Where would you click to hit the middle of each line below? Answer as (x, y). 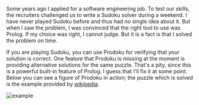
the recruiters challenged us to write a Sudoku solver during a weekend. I (97, 15)
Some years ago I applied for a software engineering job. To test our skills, (98, 9)
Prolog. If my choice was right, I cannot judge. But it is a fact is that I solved (99, 34)
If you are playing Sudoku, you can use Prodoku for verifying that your (93, 52)
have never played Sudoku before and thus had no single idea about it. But (98, 21)
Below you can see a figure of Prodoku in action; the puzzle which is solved (100, 78)
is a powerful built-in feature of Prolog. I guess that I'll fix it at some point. (97, 71)
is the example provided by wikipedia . (53, 84)
